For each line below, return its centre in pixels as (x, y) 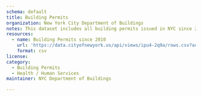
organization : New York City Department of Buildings (75, 23)
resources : (20, 34)
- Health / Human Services (45, 73)
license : (17, 56)
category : (19, 62)
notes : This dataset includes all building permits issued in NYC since (99, 28)
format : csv (32, 51)
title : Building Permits (37, 17)
